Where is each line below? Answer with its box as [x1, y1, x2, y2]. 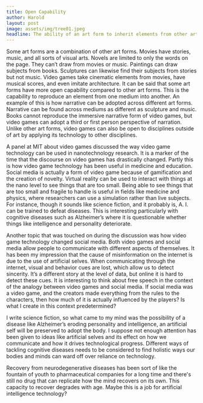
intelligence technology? [6, 390, 68, 398]
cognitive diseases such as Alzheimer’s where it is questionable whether [6, 214, 187, 221]
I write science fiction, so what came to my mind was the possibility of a [6, 314, 185, 321]
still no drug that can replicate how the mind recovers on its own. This [6, 377, 180, 384]
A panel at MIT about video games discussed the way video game [6, 143, 170, 150]
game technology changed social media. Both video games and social [6, 238, 181, 245]
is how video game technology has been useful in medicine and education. [6, 163, 193, 170]
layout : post [6, 20, 39, 26]
